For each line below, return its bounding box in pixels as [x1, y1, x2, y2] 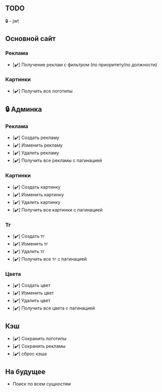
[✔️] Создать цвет [12, 282, 51, 289]
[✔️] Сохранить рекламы [12, 343, 66, 349]
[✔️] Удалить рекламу [12, 150, 59, 156]
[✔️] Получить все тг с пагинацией [12, 256, 87, 262]
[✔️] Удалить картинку [12, 199, 61, 205]
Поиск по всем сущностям [12, 381, 71, 387]
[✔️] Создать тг [12, 233, 45, 239]
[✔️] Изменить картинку [12, 191, 64, 197]
